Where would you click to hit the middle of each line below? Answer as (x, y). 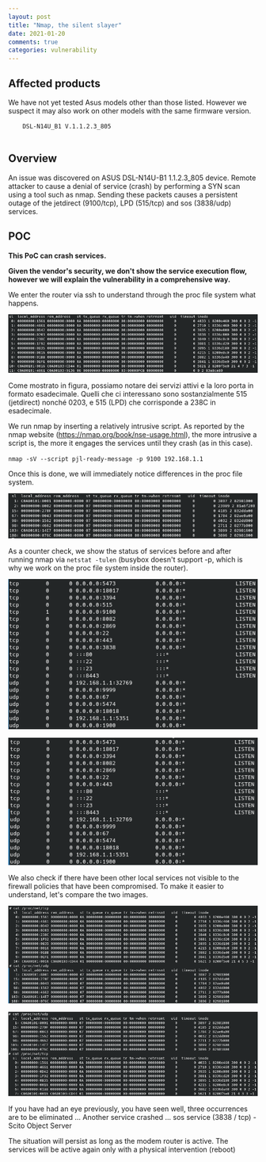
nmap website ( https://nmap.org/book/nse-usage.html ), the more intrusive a (133, 434)
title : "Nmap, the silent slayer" (65, 25)
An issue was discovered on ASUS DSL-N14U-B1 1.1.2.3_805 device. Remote (132, 178)
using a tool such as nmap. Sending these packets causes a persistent (123, 194)
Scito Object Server (40, 1126)
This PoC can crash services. (57, 255)
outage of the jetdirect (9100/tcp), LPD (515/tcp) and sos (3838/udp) (120, 203)
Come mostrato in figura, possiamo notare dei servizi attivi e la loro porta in (131, 385)
